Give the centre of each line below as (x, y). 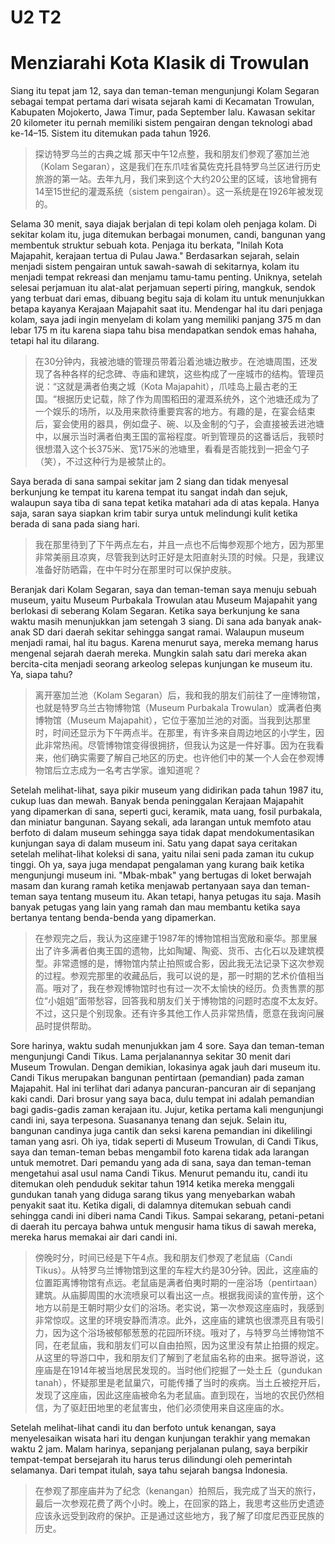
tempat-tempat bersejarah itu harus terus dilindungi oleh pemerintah (151, 1460)
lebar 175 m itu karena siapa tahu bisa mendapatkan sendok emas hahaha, (164, 330)
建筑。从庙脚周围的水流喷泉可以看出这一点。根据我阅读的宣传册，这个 (179, 1295)
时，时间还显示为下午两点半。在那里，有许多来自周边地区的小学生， (175, 733)
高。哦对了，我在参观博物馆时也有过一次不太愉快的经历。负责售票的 (175, 988)
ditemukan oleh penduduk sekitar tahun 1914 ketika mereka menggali (152, 1184)
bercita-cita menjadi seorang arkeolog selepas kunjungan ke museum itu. (161, 664)
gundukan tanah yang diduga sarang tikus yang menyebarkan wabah (153, 1195)
